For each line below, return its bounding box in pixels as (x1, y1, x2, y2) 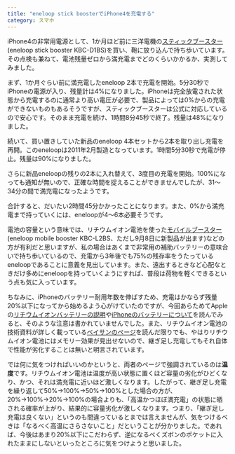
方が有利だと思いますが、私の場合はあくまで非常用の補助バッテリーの (7, 242, 210, 251)
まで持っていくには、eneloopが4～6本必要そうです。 (13, 210, 167, 219)
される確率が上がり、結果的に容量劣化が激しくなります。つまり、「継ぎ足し (7, 404, 224, 412)
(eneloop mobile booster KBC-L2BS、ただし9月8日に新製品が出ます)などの (7, 234, 225, 242)
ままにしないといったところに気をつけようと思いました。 (19, 439, 186, 447)
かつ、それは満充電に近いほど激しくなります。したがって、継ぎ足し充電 (19, 378, 227, 386)
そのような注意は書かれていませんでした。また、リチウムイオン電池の (25, 319, 228, 327)
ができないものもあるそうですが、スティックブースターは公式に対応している (7, 104, 228, 113)
